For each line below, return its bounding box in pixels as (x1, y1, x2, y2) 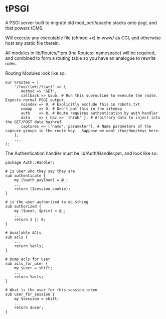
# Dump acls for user (5, 257, 51, 262)
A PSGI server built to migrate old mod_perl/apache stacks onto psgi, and (5, 20, 157, 26)
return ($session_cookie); (14, 186, 71, 191)
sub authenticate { (5, 173, 46, 178)
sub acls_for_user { (5, 261, 49, 266)
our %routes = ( (5, 80, 39, 85)
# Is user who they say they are (5, 169, 75, 174)
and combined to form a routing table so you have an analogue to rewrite (5, 55, 156, 61)
